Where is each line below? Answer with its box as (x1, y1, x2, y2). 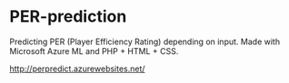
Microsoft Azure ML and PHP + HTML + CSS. (9, 45, 179, 56)
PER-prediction (9, 6, 127, 27)
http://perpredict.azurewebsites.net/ (9, 63, 145, 74)
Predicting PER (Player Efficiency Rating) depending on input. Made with (9, 36, 280, 47)
